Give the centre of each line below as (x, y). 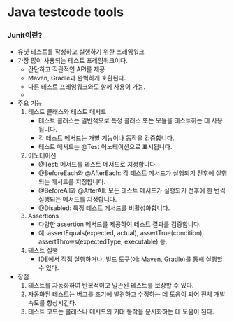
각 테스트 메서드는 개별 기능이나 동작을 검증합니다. (106, 138)
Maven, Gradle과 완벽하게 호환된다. (77, 78)
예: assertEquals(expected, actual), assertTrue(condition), (121, 233)
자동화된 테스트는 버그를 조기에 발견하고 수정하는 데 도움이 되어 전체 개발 (126, 294)
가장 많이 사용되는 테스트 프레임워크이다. (72, 61)
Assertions (43, 216)
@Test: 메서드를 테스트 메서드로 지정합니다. (97, 164)
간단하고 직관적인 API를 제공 (66, 69)
